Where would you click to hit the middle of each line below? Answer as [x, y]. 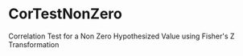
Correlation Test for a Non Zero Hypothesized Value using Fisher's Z [121, 36]
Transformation [34, 44]
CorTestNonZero [65, 14]
